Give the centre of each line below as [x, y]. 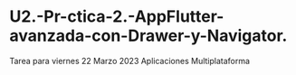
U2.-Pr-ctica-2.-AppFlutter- [117, 17]
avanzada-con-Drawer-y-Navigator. [148, 36]
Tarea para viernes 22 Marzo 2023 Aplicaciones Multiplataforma [130, 61]
